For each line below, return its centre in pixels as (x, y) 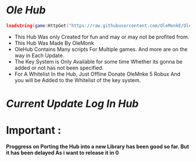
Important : (34, 130)
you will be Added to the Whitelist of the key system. (78, 80)
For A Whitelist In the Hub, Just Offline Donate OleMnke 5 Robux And (97, 74)
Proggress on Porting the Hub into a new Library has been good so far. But (98, 146)
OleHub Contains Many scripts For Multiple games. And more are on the (101, 49)
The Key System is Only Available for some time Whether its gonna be (98, 61)
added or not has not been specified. (59, 68)
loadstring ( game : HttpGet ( (37, 26)
